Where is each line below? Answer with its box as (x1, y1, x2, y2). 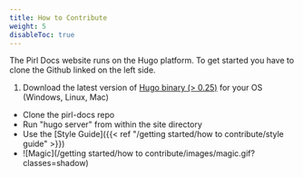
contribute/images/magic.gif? (144, 148, 256, 159)
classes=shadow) (22, 158, 89, 169)
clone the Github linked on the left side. (9, 64, 156, 75)
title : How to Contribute (9, 13, 107, 23)
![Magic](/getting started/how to (22, 148, 143, 159)
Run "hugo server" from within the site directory (22, 119, 202, 130)
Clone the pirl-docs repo (22, 110, 115, 121)
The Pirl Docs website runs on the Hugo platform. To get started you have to (9, 55, 295, 66)
